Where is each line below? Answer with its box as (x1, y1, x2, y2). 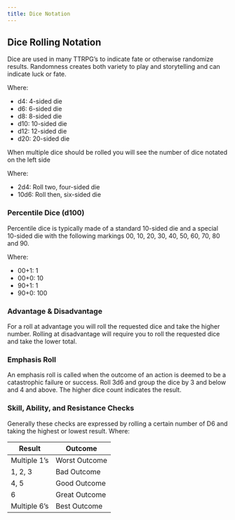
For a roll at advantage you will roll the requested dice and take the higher (7, 322, 220, 331)
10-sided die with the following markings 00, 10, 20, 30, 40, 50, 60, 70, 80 (7, 232, 220, 240)
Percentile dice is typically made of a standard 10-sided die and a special (7, 224, 219, 232)
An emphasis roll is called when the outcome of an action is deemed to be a (7, 371, 227, 379)
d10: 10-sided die (17, 120, 67, 128)
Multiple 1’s (11, 455, 49, 465)
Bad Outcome (55, 467, 101, 476)
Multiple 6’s (11, 501, 49, 511)
